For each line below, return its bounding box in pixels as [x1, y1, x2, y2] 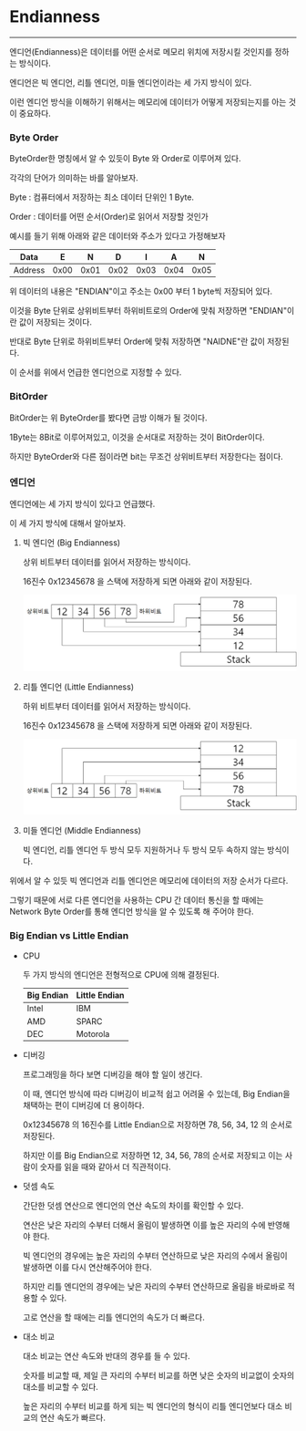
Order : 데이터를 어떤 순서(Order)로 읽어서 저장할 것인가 [9, 212, 209, 223]
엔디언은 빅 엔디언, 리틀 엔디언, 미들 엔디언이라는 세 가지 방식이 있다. [9, 77, 252, 88]
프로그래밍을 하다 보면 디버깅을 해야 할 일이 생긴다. [22, 1069, 203, 1080]
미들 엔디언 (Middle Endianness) [22, 825, 141, 836]
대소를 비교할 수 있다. [22, 1382, 98, 1393]
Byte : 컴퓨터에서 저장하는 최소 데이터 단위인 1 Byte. [9, 192, 194, 202]
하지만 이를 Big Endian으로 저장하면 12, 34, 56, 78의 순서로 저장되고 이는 [22, 1150, 283, 1161]
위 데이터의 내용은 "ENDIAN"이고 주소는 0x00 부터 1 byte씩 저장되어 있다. [9, 285, 273, 297]
